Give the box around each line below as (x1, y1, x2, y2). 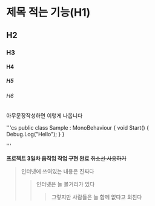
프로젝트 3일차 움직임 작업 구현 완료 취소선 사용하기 (6, 154, 127, 162)
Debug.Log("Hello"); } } (6, 130, 65, 138)
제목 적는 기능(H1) (6, 5, 91, 19)
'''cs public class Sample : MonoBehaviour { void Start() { (6, 124, 150, 131)
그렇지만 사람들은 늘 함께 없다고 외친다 (51, 193, 142, 201)
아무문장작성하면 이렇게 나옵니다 (6, 111, 83, 119)
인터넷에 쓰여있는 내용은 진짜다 (21, 167, 94, 174)
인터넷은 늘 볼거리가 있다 (36, 180, 95, 188)
